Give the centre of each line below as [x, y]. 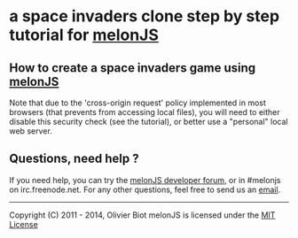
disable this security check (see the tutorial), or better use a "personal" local [149, 122]
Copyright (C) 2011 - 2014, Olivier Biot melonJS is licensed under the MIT [142, 215]
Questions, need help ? [74, 159]
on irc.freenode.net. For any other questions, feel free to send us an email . [145, 189]
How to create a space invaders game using [133, 68]
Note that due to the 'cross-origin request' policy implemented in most [137, 103]
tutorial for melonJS [84, 35]
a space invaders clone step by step [145, 16]
